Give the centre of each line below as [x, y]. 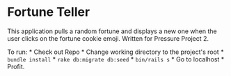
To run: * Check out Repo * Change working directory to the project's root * [115, 52]
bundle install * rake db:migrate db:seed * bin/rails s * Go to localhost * [116, 59]
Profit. [16, 66]
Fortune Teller [49, 12]
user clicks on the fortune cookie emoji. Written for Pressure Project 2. [108, 38]
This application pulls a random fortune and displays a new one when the [112, 31]
